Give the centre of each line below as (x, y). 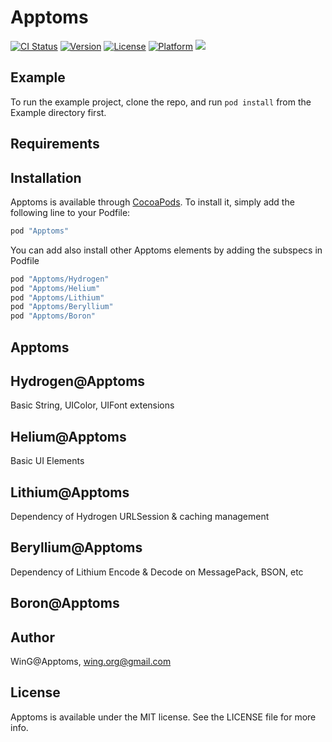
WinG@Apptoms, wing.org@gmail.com (91, 662)
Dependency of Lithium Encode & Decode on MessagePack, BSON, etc (157, 572)
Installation (46, 177)
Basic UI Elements (47, 461)
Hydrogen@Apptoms (78, 381)
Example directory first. (58, 112)
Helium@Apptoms (68, 436)
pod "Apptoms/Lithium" (57, 297)
